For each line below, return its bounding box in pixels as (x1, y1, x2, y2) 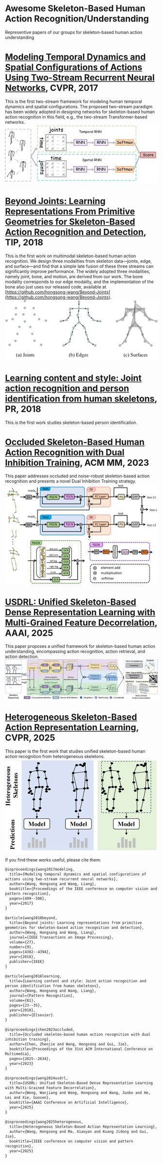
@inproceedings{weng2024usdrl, (5, 1076, 68, 1080)
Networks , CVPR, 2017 (5, 83, 98, 94)
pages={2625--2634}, (9, 1056, 51, 1061)
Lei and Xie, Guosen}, (5, 1095, 51, 1100)
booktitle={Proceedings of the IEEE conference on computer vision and (9, 886, 158, 891)
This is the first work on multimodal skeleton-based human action (5, 253, 136, 259)
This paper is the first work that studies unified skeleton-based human (5, 748, 146, 754)
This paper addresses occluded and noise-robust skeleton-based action (5, 473, 150, 479)
